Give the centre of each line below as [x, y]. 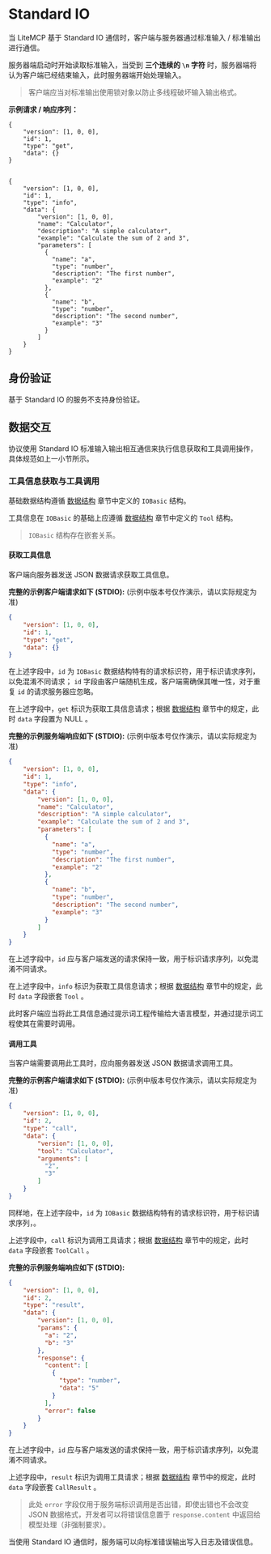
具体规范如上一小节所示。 [51, 458]
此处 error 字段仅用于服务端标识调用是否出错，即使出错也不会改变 [138, 1505]
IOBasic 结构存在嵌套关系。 [74, 534]
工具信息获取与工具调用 [54, 481]
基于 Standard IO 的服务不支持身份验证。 [76, 399]
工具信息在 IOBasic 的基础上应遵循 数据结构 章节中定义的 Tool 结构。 [123, 517]
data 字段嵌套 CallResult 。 [55, 1488]
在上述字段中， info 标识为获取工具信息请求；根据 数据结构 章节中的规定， [132, 986]
